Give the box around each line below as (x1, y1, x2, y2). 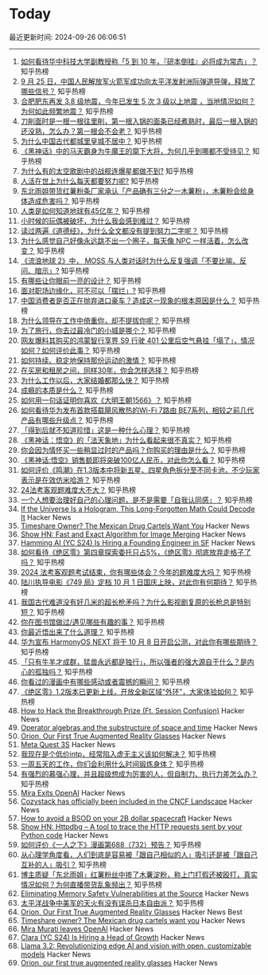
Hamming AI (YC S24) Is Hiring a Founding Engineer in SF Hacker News (20, 537, 256, 547)
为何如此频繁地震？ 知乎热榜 (20, 106, 114, 116)
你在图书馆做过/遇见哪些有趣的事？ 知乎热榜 (20, 617, 165, 627)
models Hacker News (20, 949, 91, 959)
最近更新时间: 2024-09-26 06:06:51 (9, 32, 126, 41)
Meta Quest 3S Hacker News (20, 739, 116, 749)
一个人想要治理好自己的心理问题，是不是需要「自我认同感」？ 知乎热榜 (20, 495, 253, 505)
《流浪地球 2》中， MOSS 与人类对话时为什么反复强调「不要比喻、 (20, 256, 240, 265)
